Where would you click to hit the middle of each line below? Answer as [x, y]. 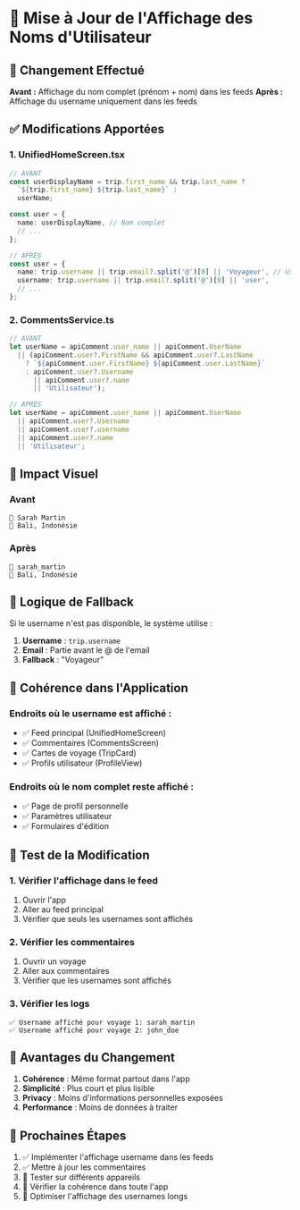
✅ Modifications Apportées [87, 129]
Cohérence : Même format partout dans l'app [106, 1079]
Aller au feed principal [63, 910]
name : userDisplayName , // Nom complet [92, 223]
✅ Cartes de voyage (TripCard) [79, 753]
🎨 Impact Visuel [54, 474]
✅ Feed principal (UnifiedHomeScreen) [94, 733]
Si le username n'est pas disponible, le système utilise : [111, 623]
